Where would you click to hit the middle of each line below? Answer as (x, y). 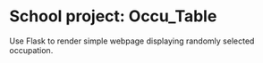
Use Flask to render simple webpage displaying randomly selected (132, 41)
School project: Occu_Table (113, 16)
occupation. (31, 50)
